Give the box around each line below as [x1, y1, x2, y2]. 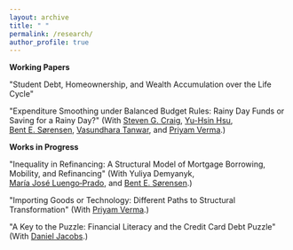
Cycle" [9, 89, 34, 99]
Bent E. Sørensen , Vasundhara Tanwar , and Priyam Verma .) [9, 125, 226, 136]
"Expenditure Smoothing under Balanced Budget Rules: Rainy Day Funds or [9, 105, 285, 116]
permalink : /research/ [9, 29, 93, 38]
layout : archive [9, 12, 69, 22]
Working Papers [9, 62, 70, 73]
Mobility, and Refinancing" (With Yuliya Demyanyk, [9, 168, 195, 179]
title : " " [9, 21, 50, 30]
